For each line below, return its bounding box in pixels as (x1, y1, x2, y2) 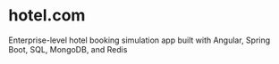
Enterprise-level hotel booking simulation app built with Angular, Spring (8, 35, 271, 45)
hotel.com (8, 5, 86, 26)
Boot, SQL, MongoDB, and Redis (8, 44, 128, 54)
